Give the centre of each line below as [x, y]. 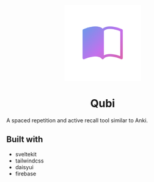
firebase [26, 173]
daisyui [24, 167]
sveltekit [26, 154]
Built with [25, 140]
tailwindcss [29, 161]
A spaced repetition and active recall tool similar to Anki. [77, 120]
